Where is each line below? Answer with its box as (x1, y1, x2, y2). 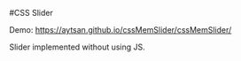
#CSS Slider (9, 8, 53, 18)
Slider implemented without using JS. (9, 42, 146, 52)
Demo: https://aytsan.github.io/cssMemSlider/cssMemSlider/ (9, 25, 232, 34)
